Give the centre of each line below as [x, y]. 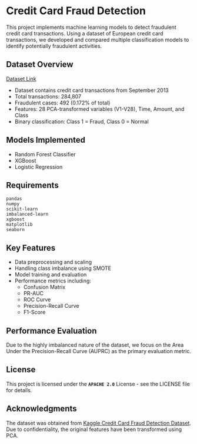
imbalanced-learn [27, 214]
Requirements [32, 185]
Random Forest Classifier [45, 154]
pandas [14, 199]
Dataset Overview [40, 65]
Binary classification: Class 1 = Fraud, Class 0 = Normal [81, 121]
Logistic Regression [39, 167]
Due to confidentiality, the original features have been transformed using [94, 429]
